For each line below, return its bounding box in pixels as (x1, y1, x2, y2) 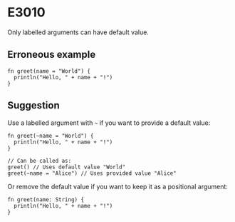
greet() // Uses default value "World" (7, 163, 126, 171)
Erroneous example (7, 49, 96, 61)
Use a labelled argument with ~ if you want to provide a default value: (7, 118, 211, 127)
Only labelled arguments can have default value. (7, 28, 150, 36)
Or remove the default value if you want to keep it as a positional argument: (7, 182, 228, 191)
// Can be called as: (7, 157, 72, 164)
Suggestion (7, 99, 60, 111)
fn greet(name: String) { (7, 196, 84, 203)
